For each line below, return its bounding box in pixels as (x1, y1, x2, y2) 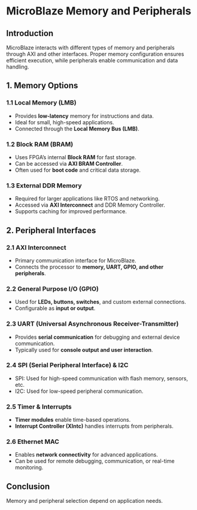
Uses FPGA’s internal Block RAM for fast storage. (14, 153, 137, 160)
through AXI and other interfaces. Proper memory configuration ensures (6, 50, 184, 58)
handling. (6, 63, 29, 70)
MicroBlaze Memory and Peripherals (6, 4, 192, 18)
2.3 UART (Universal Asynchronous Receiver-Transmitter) (6, 320, 179, 328)
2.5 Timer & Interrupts (6, 402, 72, 411)
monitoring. (14, 464, 44, 471)
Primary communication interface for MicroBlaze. (14, 257, 137, 264)
